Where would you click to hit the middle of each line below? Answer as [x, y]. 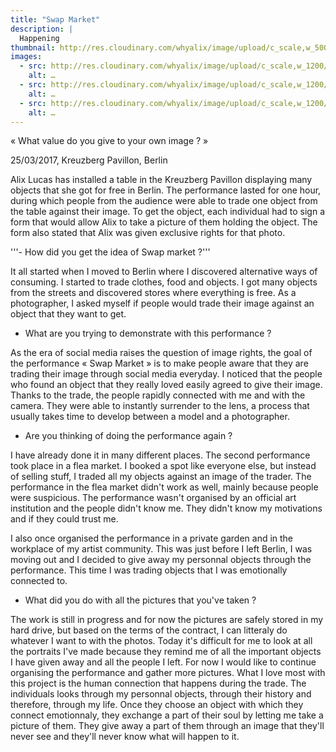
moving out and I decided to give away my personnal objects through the [161, 560]
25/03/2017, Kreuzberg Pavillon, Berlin [89, 160]
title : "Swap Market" [55, 19]
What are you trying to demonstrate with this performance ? [148, 333]
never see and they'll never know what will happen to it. [125, 737]
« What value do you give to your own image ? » [109, 141]
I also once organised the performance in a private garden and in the [152, 538]
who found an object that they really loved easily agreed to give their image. [166, 385]
